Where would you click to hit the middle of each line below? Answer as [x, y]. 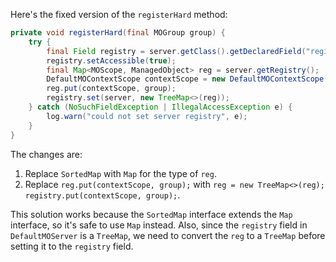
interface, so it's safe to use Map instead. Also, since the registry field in [159, 225]
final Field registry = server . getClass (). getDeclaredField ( [176, 51]
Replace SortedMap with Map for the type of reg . [120, 173]
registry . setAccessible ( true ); [111, 60]
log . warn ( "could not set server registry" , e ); [147, 116]
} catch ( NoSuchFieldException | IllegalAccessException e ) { [160, 107]
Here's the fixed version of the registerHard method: [119, 14]
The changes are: [46, 154]
